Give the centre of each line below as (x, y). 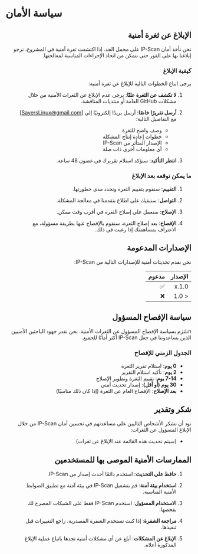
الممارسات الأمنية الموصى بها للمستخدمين (123, 460)
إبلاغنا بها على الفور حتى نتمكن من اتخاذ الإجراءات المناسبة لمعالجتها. (117, 55)
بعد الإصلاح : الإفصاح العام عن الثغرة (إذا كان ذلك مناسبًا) (116, 391)
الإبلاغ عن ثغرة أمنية (160, 35)
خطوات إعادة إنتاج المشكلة (132, 137)
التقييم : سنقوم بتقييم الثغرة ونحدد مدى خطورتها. (124, 189)
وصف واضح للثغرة (142, 130)
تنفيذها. (169, 527)
